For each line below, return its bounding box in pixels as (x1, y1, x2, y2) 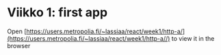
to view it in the (171, 34, 215, 42)
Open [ (7, 27, 27, 35)
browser (7, 41, 31, 50)
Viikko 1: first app (7, 5, 108, 20)
